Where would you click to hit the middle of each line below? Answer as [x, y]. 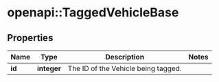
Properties [30, 38]
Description [125, 57]
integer [49, 68]
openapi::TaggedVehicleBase [93, 13]
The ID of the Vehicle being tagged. [125, 68]
